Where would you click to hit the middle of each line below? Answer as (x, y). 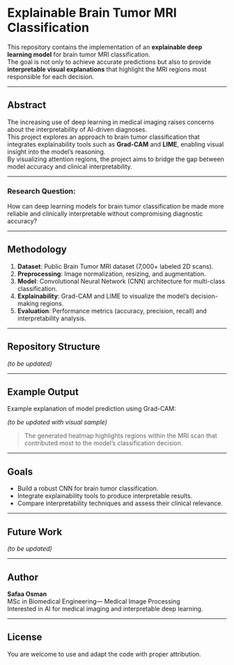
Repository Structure (54, 347)
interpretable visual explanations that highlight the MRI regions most (107, 69)
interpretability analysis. (52, 318)
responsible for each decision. (51, 76)
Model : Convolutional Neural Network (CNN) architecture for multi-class (121, 281)
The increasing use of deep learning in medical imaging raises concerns (111, 122)
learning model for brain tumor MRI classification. (79, 54)
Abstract (27, 105)
